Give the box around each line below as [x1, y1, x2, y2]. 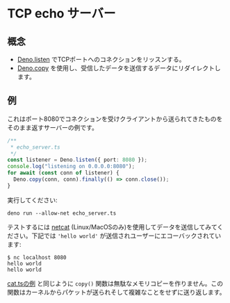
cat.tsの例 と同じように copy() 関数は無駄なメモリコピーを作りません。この [7, 279, 224, 288]
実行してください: [7, 195, 58, 204]
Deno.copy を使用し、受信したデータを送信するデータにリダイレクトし [17, 64, 221, 72]
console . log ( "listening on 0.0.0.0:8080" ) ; [7, 163, 135, 170]
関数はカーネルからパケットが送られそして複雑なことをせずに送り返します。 [7, 288, 226, 296]
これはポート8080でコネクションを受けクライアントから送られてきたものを [7, 115, 223, 123]
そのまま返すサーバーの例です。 [7, 123, 99, 131]
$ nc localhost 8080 [7, 254, 67, 261]
